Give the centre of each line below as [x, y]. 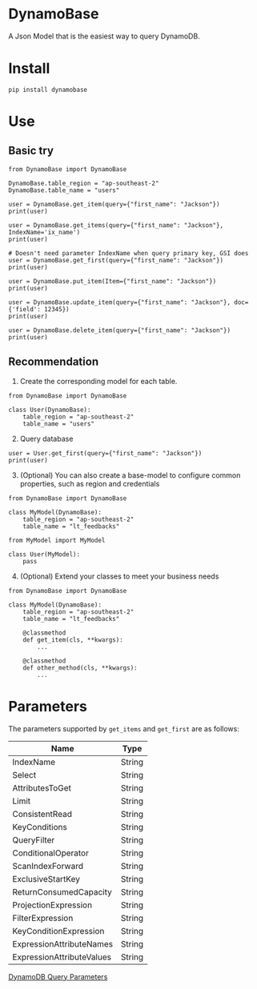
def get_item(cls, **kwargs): [73, 640]
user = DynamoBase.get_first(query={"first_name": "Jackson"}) [116, 260]
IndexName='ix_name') [44, 232]
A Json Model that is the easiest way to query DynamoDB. [104, 36]
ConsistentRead [42, 814]
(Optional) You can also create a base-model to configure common [130, 475]
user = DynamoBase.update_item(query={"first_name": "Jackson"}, [119, 302]
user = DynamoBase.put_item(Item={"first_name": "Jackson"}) [112, 281]
